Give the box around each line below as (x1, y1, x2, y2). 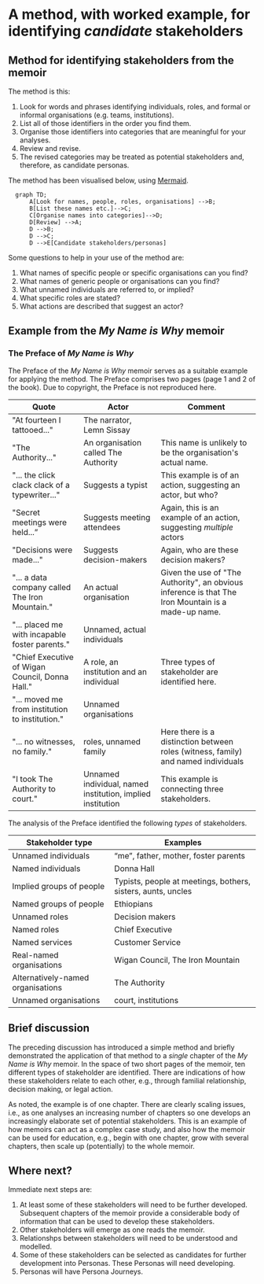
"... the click (12, 470, 56, 481)
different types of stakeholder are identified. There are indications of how (8, 1068, 246, 1077)
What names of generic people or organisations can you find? (19, 277, 220, 286)
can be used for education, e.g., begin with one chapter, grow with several (8, 1133, 249, 1142)
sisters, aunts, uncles (113, 885, 192, 896)
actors (160, 531, 185, 542)
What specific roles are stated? (19, 293, 120, 302)
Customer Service (113, 936, 181, 947)
